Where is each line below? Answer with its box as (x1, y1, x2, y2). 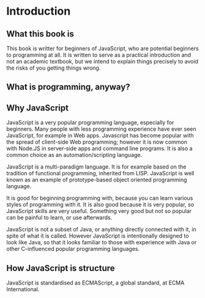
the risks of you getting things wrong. (6, 64, 101, 71)
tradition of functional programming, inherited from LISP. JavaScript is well (6, 170, 195, 177)
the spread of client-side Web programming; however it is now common (6, 139, 188, 146)
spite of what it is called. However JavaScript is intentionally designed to (6, 232, 189, 239)
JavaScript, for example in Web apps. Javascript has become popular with (6, 132, 194, 139)
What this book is (6, 29, 75, 39)
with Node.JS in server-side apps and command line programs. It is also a (6, 145, 193, 152)
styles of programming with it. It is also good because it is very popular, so (6, 201, 195, 208)
